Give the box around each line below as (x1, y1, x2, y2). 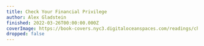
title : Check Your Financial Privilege (6, 8, 107, 15)
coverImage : (6, 25, 36, 32)
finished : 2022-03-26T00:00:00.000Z (6, 20, 99, 26)
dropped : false (6, 31, 45, 37)
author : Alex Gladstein (6, 14, 67, 20)
